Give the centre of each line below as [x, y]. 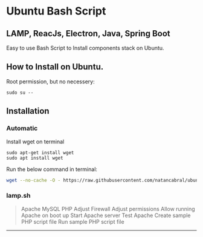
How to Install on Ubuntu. [55, 67]
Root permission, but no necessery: [50, 81]
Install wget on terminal [35, 141]
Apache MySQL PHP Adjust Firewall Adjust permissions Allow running [108, 209]
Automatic [22, 128]
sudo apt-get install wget [40, 152]
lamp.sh [18, 196]
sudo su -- [20, 93]
